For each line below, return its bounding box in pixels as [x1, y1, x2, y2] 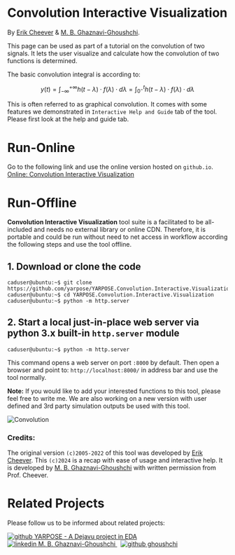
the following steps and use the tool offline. [7, 240, 131, 249]
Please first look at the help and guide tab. [7, 115, 129, 123]
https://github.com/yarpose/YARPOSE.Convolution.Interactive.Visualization [7, 285, 233, 292]
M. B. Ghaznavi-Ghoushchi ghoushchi [38, 540, 178, 548]
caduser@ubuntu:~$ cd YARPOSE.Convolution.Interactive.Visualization [7, 292, 215, 299]
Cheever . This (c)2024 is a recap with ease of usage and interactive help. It [7, 456, 223, 465]
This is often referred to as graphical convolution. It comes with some [7, 100, 208, 109]
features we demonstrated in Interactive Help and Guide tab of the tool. [7, 107, 218, 116]
